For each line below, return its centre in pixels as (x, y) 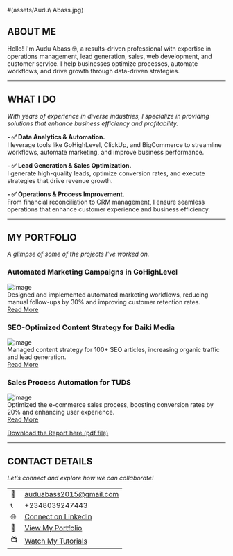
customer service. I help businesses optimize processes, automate (103, 63)
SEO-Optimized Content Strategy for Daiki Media (91, 327)
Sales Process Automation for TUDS (69, 382)
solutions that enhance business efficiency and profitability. (93, 123)
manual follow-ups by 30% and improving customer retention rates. (104, 302)
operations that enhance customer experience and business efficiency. (109, 209)
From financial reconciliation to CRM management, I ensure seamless (106, 202)
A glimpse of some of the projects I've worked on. (78, 254)
